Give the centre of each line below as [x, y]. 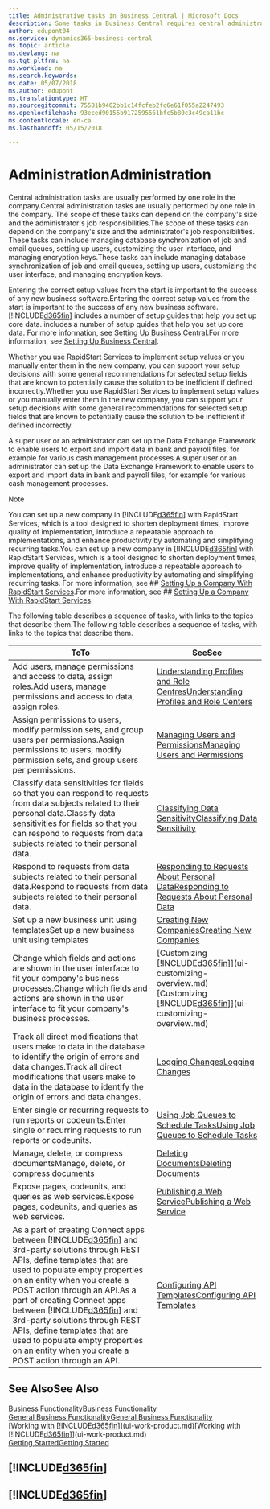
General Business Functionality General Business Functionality [110, 1416]
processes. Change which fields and [80, 988]
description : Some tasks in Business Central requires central [117, 23]
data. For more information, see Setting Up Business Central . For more [124, 332]
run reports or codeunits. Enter [69, 1119]
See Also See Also [53, 1389]
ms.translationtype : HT [48, 98]
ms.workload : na [35, 68]
